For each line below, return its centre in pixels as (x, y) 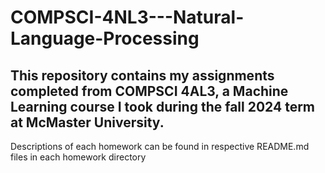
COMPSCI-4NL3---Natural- (127, 17)
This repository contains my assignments (142, 75)
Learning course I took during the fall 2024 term (163, 106)
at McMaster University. (87, 122)
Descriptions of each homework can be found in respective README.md (160, 146)
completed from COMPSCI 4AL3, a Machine (149, 91)
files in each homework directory (78, 157)
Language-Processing (105, 38)
